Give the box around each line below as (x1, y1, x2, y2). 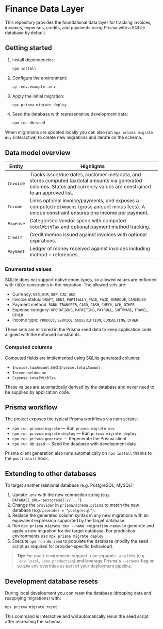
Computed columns (5, 344, 52, 350)
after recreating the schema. (5, 618, 62, 624)
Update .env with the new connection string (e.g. (12, 492, 110, 498)
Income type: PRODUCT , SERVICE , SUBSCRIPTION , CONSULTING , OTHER (12, 317, 139, 323)
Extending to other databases (5, 469, 97, 478)
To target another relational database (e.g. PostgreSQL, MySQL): (5, 482, 134, 488)
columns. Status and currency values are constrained (30, 183, 151, 190)
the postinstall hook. (5, 455, 49, 462)
